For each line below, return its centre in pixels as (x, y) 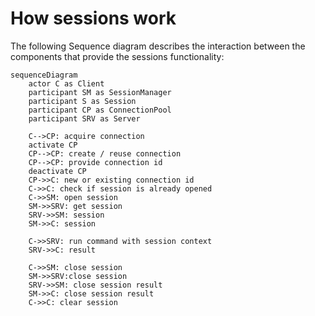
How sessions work (93, 18)
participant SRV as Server (84, 118)
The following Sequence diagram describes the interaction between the (158, 46)
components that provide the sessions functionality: (117, 56)
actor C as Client (66, 83)
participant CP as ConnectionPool (100, 110)
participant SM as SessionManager (100, 92)
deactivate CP (57, 171)
